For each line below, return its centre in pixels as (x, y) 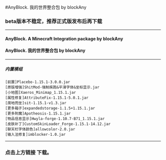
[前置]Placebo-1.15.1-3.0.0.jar (38, 82)
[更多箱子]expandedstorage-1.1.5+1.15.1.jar (50, 108)
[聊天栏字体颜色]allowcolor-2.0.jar (40, 129)
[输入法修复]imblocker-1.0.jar (35, 135)
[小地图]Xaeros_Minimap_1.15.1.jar (41, 93)
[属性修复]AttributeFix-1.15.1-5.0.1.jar (47, 98)
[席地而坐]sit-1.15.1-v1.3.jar (36, 103)
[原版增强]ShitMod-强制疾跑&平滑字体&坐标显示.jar (52, 87)
